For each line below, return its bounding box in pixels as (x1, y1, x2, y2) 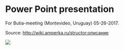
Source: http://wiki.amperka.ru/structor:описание (5, 29, 109, 35)
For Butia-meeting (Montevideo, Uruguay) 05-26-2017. (5, 20, 119, 26)
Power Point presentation (5, 3, 114, 15)
